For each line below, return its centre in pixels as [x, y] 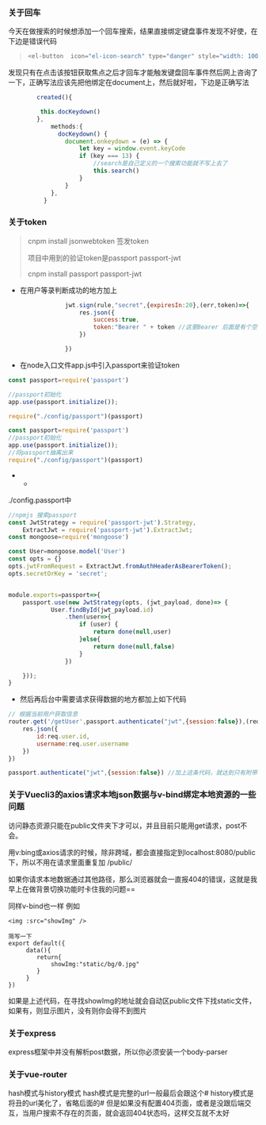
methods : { [66, 126]
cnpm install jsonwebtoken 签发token [88, 241]
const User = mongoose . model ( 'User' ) [67, 552]
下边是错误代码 [32, 41]
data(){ [38, 950]
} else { [90, 640]
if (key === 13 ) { [109, 156]
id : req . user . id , [63, 736]
